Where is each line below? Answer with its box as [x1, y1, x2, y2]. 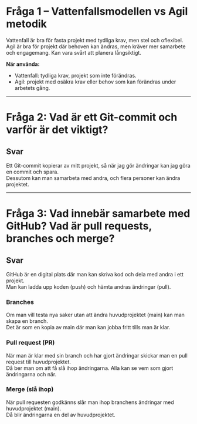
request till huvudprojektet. [6, 358, 72, 365]
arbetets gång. [14, 84, 50, 91]
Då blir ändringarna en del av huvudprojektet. [6, 411, 116, 418]
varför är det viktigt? [6, 123, 108, 136]
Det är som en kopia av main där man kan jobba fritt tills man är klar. [6, 324, 171, 331]
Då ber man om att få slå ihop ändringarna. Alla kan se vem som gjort [6, 364, 174, 372]
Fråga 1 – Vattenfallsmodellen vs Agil [6, 5, 188, 18]
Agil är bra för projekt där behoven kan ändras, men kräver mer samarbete [6, 43, 186, 50]
